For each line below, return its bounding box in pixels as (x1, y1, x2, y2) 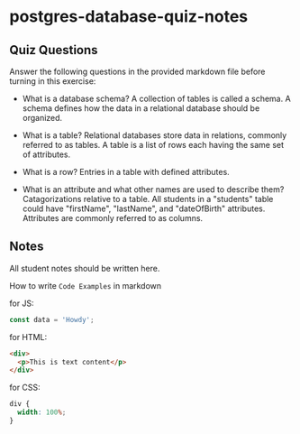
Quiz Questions (9, 42, 98, 58)
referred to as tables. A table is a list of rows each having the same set (22, 140, 285, 150)
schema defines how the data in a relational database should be (22, 103, 260, 114)
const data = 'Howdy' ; (9, 315, 95, 324)
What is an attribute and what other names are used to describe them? (22, 184, 285, 195)
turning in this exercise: (9, 76, 96, 87)
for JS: (9, 298, 34, 309)
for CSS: (9, 382, 41, 393)
